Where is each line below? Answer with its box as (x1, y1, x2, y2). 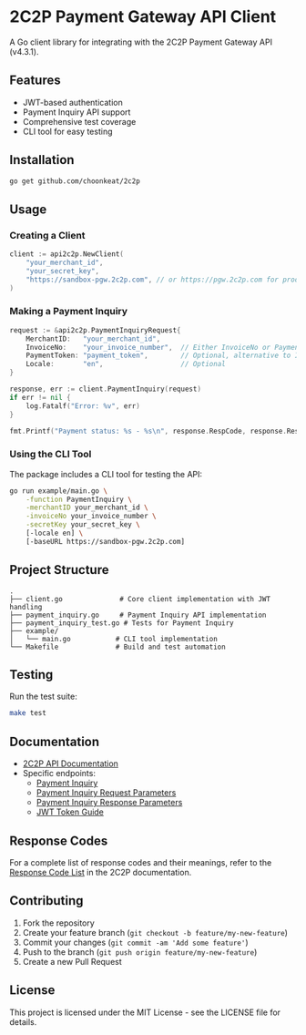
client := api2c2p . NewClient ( (9, 250, 125, 259)
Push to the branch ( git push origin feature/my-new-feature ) (22, 946, 258, 958)
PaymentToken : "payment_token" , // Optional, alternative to (25, 351, 291, 361)
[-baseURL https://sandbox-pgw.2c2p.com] (25, 537, 185, 546)
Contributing (9, 893, 84, 908)
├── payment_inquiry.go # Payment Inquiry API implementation (9, 610, 267, 620)
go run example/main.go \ (9, 486, 107, 496)
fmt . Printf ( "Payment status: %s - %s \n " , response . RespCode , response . (9, 426, 287, 436)
